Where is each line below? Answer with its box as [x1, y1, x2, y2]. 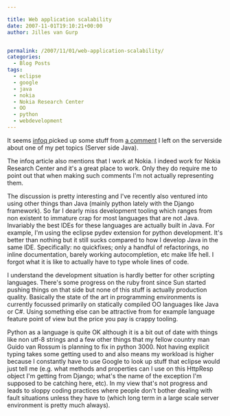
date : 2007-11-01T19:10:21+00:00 [7, 22, 103, 30]
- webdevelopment [13, 117, 63, 124]
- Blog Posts [13, 60, 51, 67]
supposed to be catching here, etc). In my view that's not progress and [7, 379, 208, 387]
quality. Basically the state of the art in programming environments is [7, 292, 202, 301]
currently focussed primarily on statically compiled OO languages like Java [7, 300, 219, 308]
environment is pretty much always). [7, 401, 111, 409]
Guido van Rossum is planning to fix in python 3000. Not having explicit [7, 343, 209, 351]
